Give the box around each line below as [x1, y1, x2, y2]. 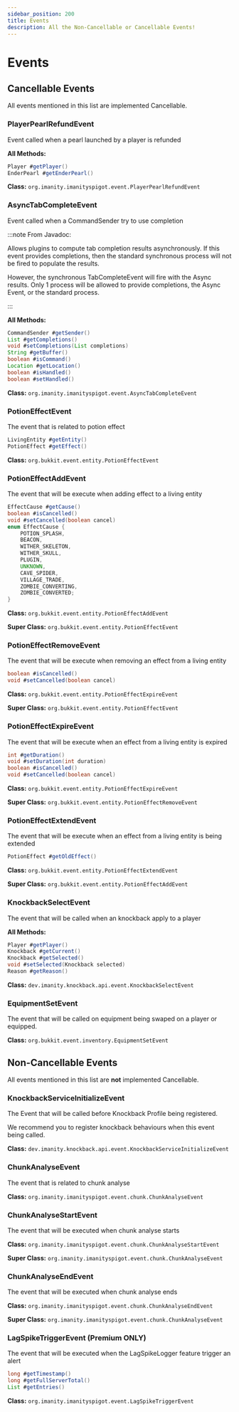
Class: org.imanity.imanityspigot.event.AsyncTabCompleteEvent [7, 389, 197, 397]
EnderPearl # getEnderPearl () [7, 169, 94, 176]
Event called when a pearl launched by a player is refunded [7, 135, 181, 144]
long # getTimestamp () [7, 1371, 72, 1378]
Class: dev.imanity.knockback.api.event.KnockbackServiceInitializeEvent [7, 1144, 229, 1153]
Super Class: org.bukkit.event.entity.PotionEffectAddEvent [7, 880, 188, 888]
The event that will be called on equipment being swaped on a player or [7, 1015, 218, 1023]
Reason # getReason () [7, 968, 69, 975]
